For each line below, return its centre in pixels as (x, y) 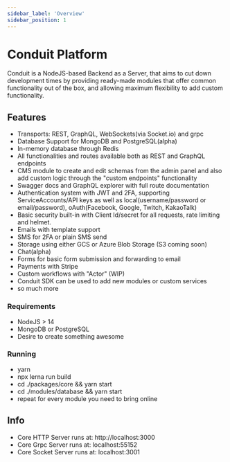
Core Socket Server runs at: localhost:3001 (78, 452)
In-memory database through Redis (68, 149)
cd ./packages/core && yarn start (64, 384)
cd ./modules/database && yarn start (70, 391)
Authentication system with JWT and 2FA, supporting (93, 193)
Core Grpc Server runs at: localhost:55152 (77, 445)
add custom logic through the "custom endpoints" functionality (107, 178)
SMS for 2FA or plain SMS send (62, 237)
